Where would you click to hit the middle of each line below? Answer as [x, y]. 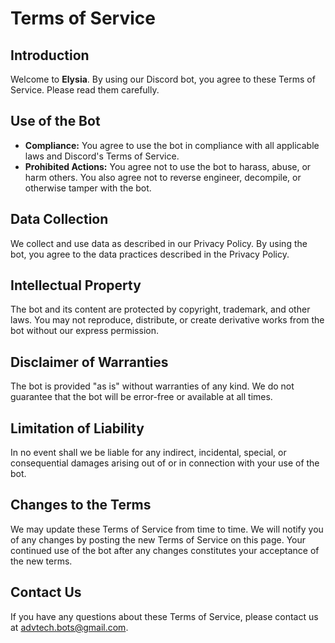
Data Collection [59, 219]
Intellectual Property [76, 285]
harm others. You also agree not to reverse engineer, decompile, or [163, 177]
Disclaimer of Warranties [89, 362]
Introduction [50, 55]
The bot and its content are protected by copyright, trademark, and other [160, 309]
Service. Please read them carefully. [85, 90]
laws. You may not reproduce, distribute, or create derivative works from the [167, 320]
